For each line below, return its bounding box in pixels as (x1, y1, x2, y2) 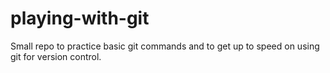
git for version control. (10, 50, 102, 62)
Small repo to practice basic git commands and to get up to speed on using (10, 40, 320, 52)
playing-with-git (10, 7, 150, 30)
